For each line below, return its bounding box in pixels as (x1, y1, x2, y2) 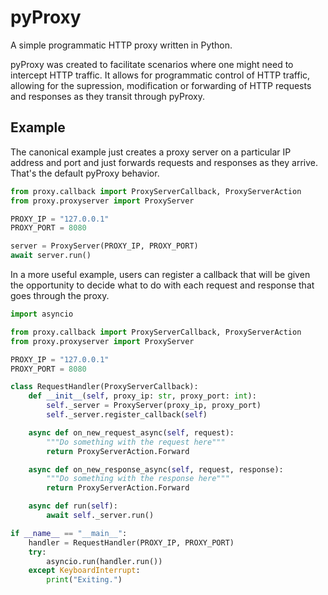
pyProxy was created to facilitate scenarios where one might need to (10, 58, 294, 70)
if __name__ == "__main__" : (10, 528, 128, 538)
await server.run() (10, 251, 92, 261)
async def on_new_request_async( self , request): (28, 427, 235, 438)
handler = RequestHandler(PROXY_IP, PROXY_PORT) (28, 537, 235, 548)
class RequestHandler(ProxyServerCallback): (10, 382, 199, 392)
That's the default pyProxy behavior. (10, 167, 160, 179)
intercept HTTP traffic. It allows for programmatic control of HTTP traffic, (10, 69, 311, 81)
